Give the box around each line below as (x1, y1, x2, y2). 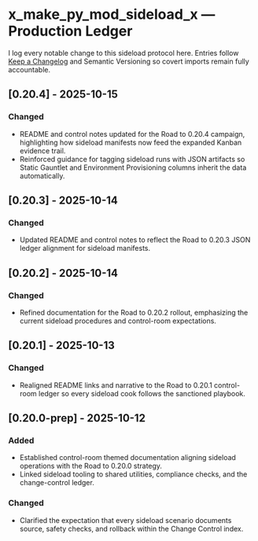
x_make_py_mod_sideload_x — (8, 6, 216, 24)
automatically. (19, 171, 65, 180)
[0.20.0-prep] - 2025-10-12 (8, 411, 146, 425)
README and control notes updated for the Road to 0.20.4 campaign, (19, 129, 245, 138)
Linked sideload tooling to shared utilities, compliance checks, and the (19, 469, 248, 479)
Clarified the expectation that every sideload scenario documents (19, 515, 232, 524)
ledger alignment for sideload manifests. (19, 244, 151, 253)
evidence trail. (19, 145, 66, 155)
